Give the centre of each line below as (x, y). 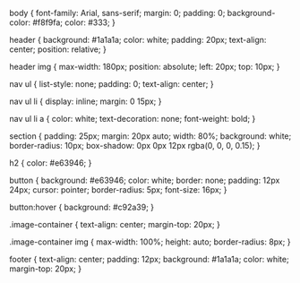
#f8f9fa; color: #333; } (74, 22)
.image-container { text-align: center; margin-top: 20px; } (115, 224)
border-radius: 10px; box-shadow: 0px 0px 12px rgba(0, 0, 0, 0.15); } (135, 146)
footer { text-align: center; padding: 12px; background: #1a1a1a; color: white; (149, 259)
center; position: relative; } (58, 49)
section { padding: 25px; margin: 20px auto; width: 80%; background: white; (150, 136)
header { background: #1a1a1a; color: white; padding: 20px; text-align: (138, 40)
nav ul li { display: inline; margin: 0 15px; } (86, 101)
